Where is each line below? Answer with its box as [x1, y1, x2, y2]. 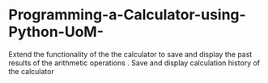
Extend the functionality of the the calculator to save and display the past [8, 49, 253, 59]
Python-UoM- [8, 23, 104, 41]
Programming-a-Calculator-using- [8, 6, 247, 24]
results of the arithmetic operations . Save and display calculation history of [8, 58, 261, 68]
